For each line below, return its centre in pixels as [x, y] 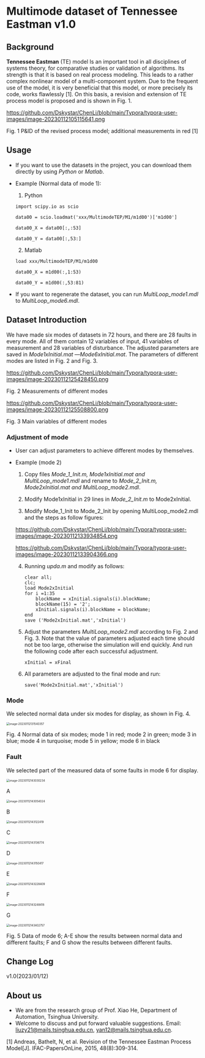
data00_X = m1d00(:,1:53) [48, 272]
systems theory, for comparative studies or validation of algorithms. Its [95, 68]
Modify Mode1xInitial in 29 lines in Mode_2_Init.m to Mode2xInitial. [108, 499]
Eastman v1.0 [41, 24]
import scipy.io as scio [47, 207]
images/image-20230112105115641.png [56, 119]
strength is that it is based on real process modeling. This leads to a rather [100, 74]
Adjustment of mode [38, 437]
